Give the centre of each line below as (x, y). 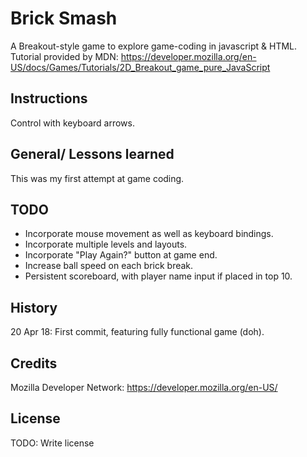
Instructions (49, 98)
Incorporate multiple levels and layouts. (106, 244)
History (34, 307)
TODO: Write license (52, 443)
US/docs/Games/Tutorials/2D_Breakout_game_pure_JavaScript (140, 67)
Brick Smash (64, 18)
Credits (34, 363)
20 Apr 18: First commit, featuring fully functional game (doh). (137, 332)
